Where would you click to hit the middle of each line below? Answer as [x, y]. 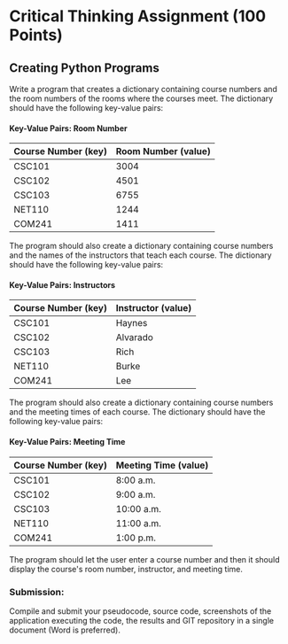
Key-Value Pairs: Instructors [62, 284]
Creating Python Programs [84, 68]
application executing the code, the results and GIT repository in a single [142, 620]
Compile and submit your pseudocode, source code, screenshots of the [140, 611]
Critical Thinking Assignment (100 [138, 16]
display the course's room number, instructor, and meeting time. [126, 569]
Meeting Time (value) [162, 465]
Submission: [37, 592]
